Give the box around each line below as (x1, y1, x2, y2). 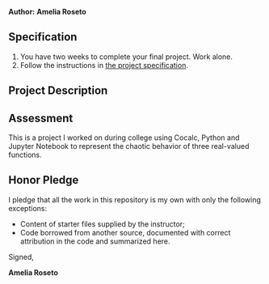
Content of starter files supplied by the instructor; (19, 218, 186, 229)
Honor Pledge (8, 173, 79, 187)
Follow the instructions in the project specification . (19, 60, 188, 70)
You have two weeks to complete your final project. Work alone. (19, 52, 233, 61)
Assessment (8, 111, 74, 125)
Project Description (8, 84, 108, 98)
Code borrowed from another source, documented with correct (19, 227, 231, 237)
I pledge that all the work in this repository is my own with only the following (8, 194, 261, 205)
